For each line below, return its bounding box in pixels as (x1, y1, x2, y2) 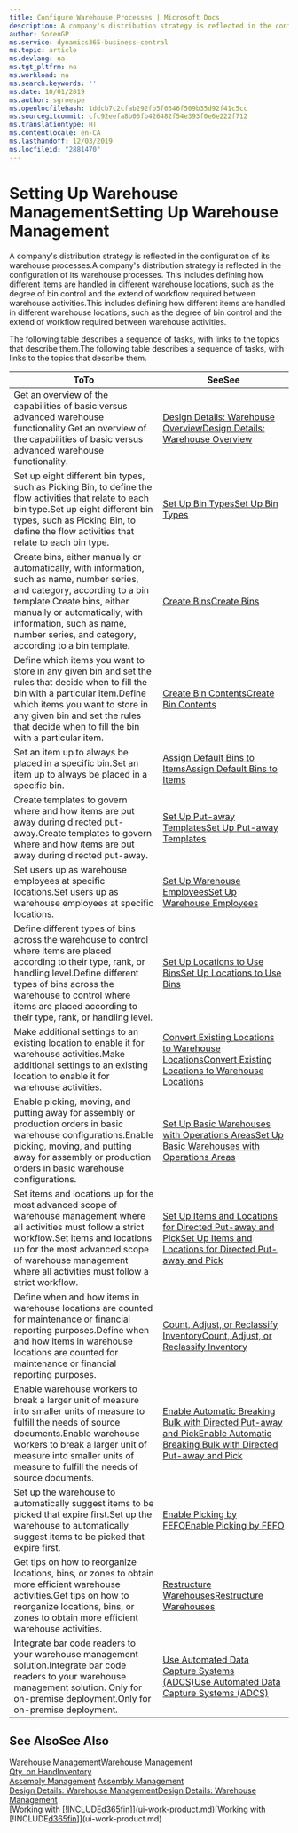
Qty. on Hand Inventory (9, 1766, 92, 1777)
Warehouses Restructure (162, 1589, 264, 1601)
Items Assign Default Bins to (162, 762, 278, 775)
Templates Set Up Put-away (162, 821, 279, 834)
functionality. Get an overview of (13, 422, 147, 434)
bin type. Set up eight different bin (13, 502, 153, 515)
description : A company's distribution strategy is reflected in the (9, 21, 272, 30)
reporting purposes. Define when (13, 1323, 149, 1336)
